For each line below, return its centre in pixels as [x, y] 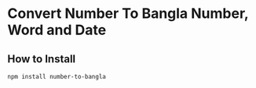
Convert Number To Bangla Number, [128, 14]
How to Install [42, 59]
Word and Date [57, 30]
